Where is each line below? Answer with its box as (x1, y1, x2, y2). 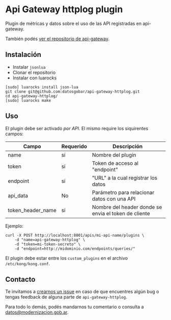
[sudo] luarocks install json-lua (5, 84, 79, 90)
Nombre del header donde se (92, 203, 162, 211)
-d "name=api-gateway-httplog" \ (14, 237, 85, 242)
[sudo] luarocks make (5, 98, 51, 103)
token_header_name (8, 207, 57, 214)
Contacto (5, 275, 36, 283)
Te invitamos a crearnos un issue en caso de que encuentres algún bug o (5, 288, 159, 295)
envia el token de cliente (92, 210, 150, 217)
